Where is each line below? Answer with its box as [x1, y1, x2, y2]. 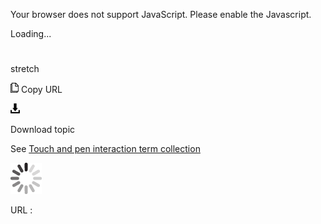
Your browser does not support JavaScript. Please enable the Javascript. [10, 9, 312, 20]
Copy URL [20, 84, 63, 96]
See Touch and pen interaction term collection [10, 143, 201, 155]
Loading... [10, 28, 52, 39]
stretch [10, 63, 40, 75]
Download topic [10, 124, 76, 136]
